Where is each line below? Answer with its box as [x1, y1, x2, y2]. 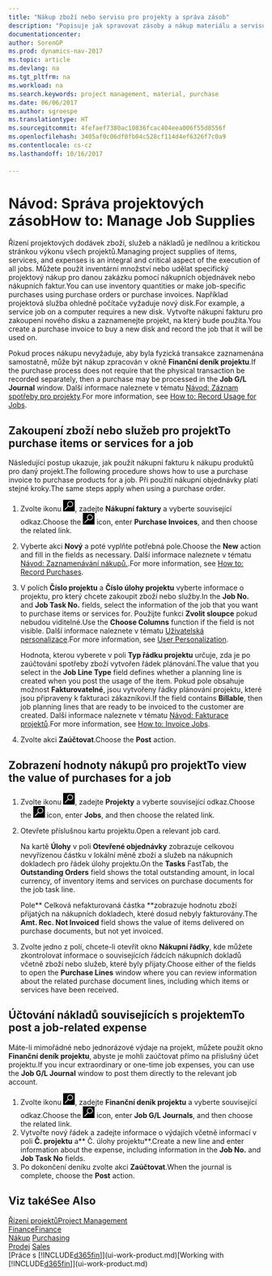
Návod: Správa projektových [8, 194, 205, 212]
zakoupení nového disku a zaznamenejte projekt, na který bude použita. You [8, 316, 261, 326]
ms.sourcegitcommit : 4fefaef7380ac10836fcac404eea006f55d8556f [8, 124, 227, 133]
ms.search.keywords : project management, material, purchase [8, 90, 219, 98]
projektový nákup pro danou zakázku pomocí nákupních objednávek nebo [8, 272, 256, 283]
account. [8, 1077, 38, 1086]
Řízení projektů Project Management [8, 1215, 128, 1225]
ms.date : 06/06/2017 [8, 98, 79, 107]
